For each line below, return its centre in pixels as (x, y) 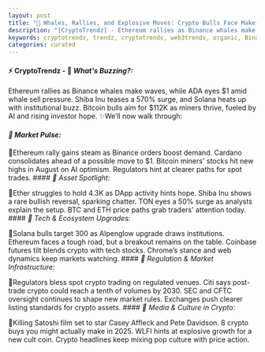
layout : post (30, 15)
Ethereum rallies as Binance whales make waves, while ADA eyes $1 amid (127, 91)
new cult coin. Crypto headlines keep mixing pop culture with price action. (129, 339)
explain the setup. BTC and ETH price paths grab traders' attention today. (127, 209)
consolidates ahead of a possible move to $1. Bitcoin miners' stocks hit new (131, 161)
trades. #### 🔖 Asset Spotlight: (59, 178)
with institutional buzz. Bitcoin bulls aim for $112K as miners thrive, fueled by (132, 108)
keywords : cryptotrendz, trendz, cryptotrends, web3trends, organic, (125, 37)
